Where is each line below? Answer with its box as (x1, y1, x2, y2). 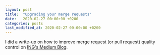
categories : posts (5, 21, 43, 26)
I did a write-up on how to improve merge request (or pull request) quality (5, 39, 156, 45)
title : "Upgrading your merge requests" (5, 12, 92, 17)
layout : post (5, 7, 32, 12)
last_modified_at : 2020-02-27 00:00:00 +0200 (5, 26, 101, 30)
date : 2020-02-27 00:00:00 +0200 (5, 16, 79, 21)
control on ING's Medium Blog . (5, 44, 68, 50)
